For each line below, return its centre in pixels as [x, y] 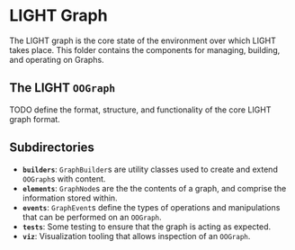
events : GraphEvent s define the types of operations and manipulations [151, 207]
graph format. [35, 119]
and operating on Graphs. [57, 59]
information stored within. [70, 198]
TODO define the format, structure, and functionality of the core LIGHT [140, 110]
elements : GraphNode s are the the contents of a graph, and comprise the [154, 188]
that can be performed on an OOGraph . [92, 217]
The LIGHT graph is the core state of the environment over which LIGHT [143, 40]
